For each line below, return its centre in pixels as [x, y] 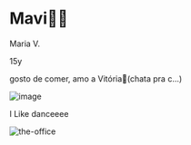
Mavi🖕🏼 [39, 19]
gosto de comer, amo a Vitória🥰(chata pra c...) [96, 78]
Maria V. [25, 43]
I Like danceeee [39, 113]
